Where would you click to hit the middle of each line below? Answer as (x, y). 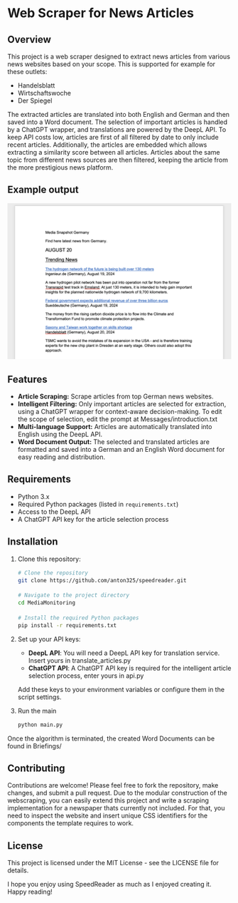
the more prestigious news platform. (60, 167)
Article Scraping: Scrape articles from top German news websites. (115, 396)
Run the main (37, 711)
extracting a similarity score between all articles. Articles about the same (114, 152)
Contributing (36, 768)
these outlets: (27, 72)
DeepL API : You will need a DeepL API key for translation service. (124, 653)
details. (18, 870)
